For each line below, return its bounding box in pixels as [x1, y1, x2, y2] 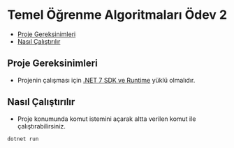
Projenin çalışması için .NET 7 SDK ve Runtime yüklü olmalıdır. [17, 76, 196, 84]
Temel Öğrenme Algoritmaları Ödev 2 [7, 7, 228, 23]
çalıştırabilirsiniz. [17, 122, 66, 130]
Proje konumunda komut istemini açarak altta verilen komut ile [17, 115, 196, 123]
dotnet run [7, 135, 39, 142]
